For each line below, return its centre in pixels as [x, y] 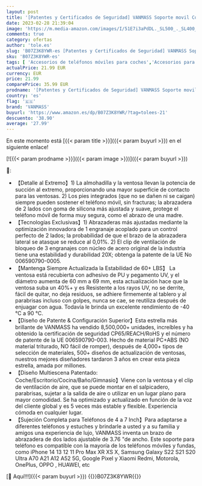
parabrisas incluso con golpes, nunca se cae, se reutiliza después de [100, 301]
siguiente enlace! [27, 147]
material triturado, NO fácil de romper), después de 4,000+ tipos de [99, 346]
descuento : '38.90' [31, 118]
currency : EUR [24, 73]
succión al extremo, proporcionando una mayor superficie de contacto [103, 189]
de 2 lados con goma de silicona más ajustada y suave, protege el [96, 209]
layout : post [23, 12]
